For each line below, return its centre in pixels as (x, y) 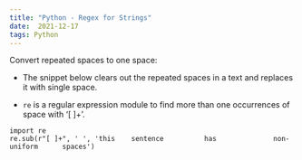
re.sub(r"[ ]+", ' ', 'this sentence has (113, 139)
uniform (24, 147)
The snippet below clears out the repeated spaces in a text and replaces (157, 78)
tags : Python (34, 34)
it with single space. (60, 88)
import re (28, 131)
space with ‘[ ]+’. (54, 115)
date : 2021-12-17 (44, 26)
